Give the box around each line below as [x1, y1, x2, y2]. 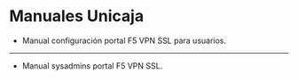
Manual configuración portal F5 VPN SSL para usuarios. [21, 35, 227, 46]
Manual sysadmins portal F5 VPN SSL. [21, 60, 163, 71]
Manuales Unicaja [9, 6, 145, 26]
